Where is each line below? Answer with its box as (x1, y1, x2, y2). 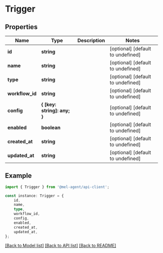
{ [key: (41, 101, 57, 108)
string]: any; (41, 107, 70, 114)
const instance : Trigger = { (5, 193, 64, 198)
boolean (41, 124, 61, 131)
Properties (5, 23, 38, 31)
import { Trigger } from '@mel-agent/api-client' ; (5, 185, 110, 189)
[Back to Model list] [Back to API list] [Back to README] (5, 243, 116, 249)
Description (77, 37, 105, 44)
